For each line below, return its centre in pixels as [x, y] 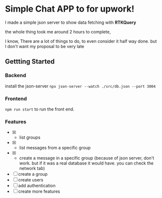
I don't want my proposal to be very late [45, 46]
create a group [33, 174]
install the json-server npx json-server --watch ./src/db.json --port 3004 [80, 86]
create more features [39, 191]
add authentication [37, 186]
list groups [30, 137]
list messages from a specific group [55, 148]
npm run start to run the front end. [40, 109]
